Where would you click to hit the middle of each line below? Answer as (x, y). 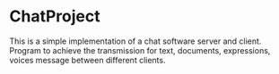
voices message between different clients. (87, 60)
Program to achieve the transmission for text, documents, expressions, (140, 50)
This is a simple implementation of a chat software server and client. (135, 41)
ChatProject (55, 16)
